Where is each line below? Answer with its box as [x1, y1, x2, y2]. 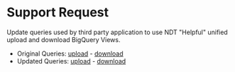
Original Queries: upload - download [16, 49, 124, 58]
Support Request [6, 4, 109, 21]
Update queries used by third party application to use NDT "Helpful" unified [6, 28, 228, 36]
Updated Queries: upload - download [16, 56, 126, 65]
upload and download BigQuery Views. [6, 35, 121, 43]
